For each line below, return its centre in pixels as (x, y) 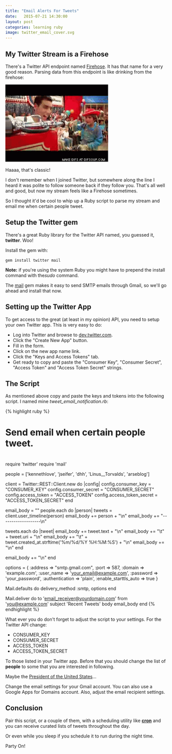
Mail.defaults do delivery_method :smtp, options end (61, 588)
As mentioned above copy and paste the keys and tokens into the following (85, 396)
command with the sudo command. (42, 275)
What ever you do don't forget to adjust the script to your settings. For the (83, 619)
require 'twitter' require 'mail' (36, 464)
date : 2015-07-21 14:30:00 (36, 16)
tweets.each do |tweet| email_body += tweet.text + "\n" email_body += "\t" (85, 531)
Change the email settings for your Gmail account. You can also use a (79, 686)
